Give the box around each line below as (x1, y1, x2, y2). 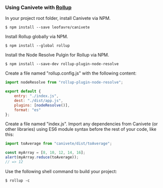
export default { (5, 89, 41, 94)
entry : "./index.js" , (14, 94, 59, 98)
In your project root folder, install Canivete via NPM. (5, 15, 111, 21)
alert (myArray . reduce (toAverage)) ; (5, 155, 79, 160)
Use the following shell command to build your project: (5, 168, 117, 174)
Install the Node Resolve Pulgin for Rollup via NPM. (5, 52, 109, 58)
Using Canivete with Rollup (5, 4, 72, 11)
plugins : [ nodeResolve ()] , (14, 102, 70, 108)
